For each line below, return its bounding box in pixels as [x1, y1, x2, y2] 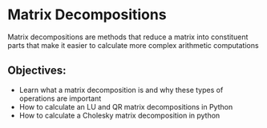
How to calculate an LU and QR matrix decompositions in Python [18, 102, 233, 111]
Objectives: [7, 64, 67, 78]
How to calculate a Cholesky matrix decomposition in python [18, 110, 220, 120]
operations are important [18, 94, 102, 103]
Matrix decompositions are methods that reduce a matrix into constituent [7, 32, 249, 42]
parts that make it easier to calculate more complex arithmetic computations [7, 40, 259, 50]
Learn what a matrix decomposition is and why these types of [18, 85, 224, 94]
